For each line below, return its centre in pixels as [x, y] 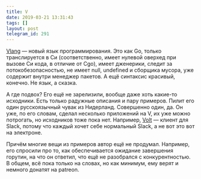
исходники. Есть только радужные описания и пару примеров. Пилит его [100, 101]
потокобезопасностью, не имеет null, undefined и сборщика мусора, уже [100, 70]
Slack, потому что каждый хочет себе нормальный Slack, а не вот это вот [100, 126]
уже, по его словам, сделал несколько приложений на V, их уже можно [98, 114]
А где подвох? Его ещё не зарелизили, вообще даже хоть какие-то [92, 95]
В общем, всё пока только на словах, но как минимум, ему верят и [92, 163]
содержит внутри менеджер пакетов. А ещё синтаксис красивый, [91, 77]
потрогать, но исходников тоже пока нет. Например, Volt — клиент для [97, 120]
